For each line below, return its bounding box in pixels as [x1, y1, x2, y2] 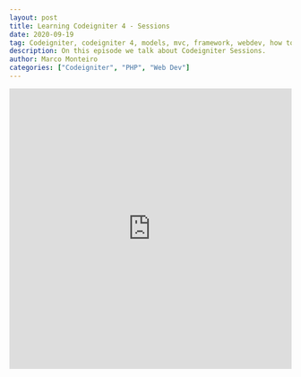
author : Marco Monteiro [9, 55, 99, 64]
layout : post [9, 13, 58, 22]
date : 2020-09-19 [9, 30, 74, 39]
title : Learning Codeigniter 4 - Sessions [9, 22, 170, 31]
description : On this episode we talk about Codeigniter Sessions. [9, 47, 267, 56]
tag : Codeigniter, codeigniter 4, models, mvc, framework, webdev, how [9, 38, 282, 48]
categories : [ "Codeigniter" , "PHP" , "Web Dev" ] [9, 64, 191, 73]
